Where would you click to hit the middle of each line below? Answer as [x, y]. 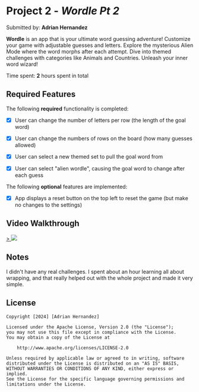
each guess [29, 175]
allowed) [25, 145]
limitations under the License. [46, 384]
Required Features [41, 94]
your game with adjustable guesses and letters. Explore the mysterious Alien [100, 45]
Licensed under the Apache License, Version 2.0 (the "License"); [90, 327]
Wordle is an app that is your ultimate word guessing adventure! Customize [99, 39]
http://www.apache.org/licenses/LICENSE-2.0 [73, 348]
